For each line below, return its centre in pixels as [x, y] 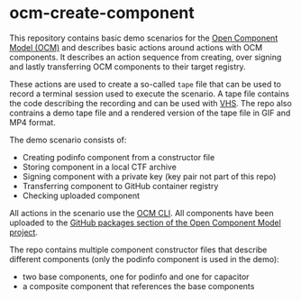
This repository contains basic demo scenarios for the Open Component [144, 38]
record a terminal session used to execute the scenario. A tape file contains [150, 94]
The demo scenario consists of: [68, 140]
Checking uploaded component [81, 195]
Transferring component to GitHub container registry [120, 186]
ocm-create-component [102, 13]
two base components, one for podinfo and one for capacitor [136, 277]
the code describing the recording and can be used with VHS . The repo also [151, 103]
